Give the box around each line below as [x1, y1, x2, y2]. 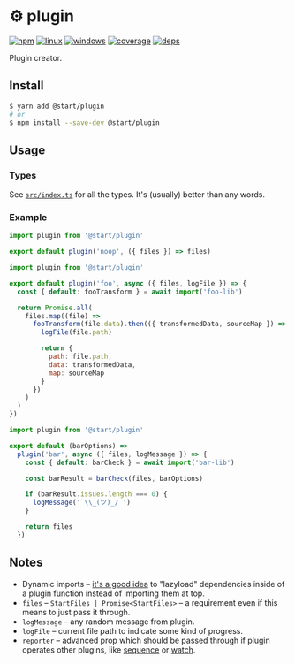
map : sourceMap [48, 369, 104, 378]
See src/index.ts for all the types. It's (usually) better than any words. [9, 189, 265, 200]
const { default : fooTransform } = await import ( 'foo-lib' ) [17, 287, 243, 296]
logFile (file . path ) [41, 328, 113, 337]
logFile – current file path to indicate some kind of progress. [21, 625, 244, 636]
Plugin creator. [9, 52, 63, 63]
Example [9, 210, 48, 223]
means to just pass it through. [21, 607, 131, 617]
